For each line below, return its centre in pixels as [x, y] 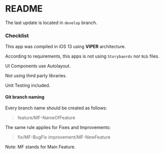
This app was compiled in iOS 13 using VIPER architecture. [65, 47]
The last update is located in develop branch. [51, 23]
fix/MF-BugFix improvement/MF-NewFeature [64, 137]
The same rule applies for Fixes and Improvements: [58, 127]
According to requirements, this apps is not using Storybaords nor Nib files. [82, 56]
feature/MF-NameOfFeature [46, 118]
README [24, 9]
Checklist [17, 36]
